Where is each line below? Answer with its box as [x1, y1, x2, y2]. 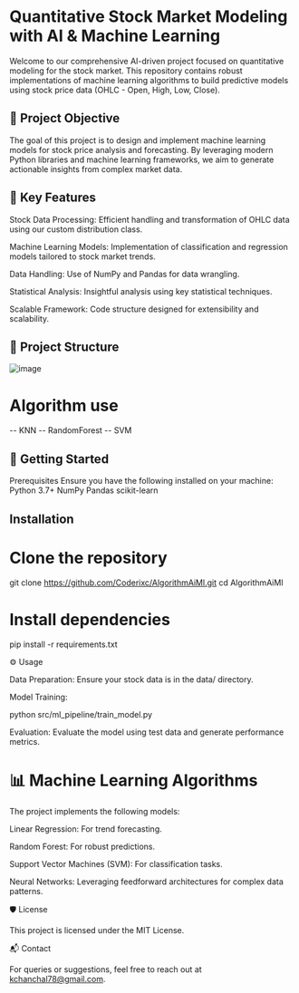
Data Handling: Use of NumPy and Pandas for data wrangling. [9, 268, 240, 279]
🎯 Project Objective [9, 111, 121, 126]
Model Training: [9, 691, 68, 703]
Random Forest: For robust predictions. [9, 841, 156, 853]
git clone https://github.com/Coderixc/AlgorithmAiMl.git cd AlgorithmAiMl [9, 577, 284, 588]
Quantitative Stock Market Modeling [9, 6, 288, 27]
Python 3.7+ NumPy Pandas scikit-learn [9, 485, 159, 496]
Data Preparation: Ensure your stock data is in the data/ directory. [9, 674, 254, 685]
